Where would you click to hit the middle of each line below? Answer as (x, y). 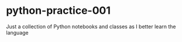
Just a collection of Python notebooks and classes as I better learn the (91, 26)
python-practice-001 (59, 11)
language (17, 32)
